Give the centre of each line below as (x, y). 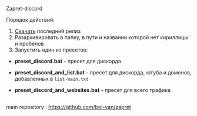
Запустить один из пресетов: (51, 50)
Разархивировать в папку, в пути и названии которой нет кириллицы (101, 37)
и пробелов (29, 44)
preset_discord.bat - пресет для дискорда (68, 61)
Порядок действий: (30, 20)
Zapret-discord (24, 8)
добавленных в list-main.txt (52, 79)
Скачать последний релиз (48, 31)
